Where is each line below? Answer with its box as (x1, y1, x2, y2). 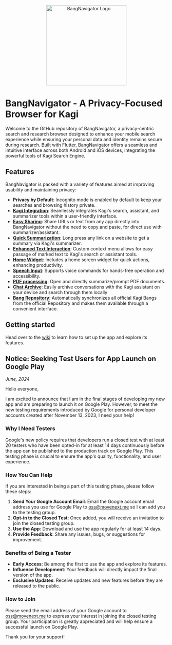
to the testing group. (12, 509, 56, 515)
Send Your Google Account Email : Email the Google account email (12, 498, 155, 504)
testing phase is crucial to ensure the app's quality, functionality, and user (5, 453, 162, 459)
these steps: (5, 488, 32, 495)
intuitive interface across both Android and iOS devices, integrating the (5, 147, 156, 153)
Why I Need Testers (5, 425, 55, 432)
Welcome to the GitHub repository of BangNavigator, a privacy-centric (5, 125, 154, 131)
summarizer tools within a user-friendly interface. (12, 213, 118, 219)
